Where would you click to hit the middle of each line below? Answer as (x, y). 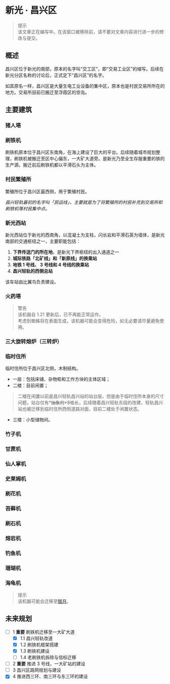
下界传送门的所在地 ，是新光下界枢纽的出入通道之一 (66, 252)
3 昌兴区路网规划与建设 (37, 670)
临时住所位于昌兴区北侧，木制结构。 (43, 369)
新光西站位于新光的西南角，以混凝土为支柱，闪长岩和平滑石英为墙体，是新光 (85, 235)
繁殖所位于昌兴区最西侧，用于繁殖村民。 (47, 191)
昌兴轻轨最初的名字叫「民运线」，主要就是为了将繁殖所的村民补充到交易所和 (84, 202)
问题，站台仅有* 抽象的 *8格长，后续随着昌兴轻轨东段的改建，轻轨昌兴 (90, 403)
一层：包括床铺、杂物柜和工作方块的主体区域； (61, 379)
